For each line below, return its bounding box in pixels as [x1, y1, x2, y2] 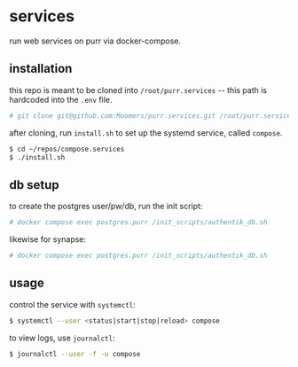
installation [9, 61, 73, 76]
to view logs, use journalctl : [9, 332, 115, 343]
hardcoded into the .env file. [9, 94, 113, 105]
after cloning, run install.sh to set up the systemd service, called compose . [9, 127, 283, 138]
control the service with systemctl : [9, 299, 136, 309]
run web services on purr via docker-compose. [9, 35, 182, 46]
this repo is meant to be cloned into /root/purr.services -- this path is [9, 84, 268, 95]
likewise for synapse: [9, 234, 87, 245]
